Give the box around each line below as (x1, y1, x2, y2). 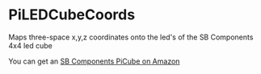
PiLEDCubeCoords (8, 6, 136, 24)
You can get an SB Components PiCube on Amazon (8, 56, 180, 66)
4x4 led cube (8, 40, 53, 50)
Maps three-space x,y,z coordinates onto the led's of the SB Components (8, 32, 254, 42)
